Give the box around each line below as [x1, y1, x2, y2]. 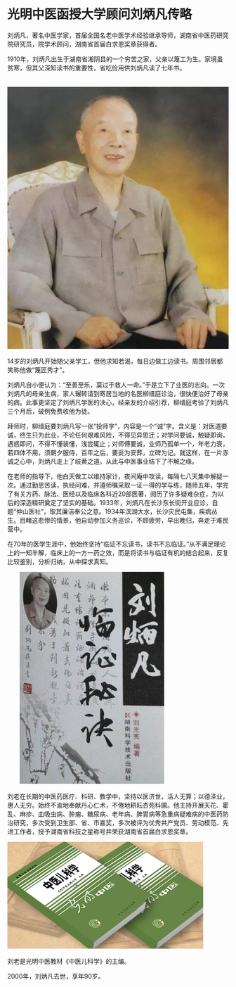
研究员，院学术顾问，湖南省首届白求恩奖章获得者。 [13, 39, 162, 48]
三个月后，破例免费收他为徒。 [7, 407, 93, 415]
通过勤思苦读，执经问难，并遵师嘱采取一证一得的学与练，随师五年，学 [19, 480, 223, 489]
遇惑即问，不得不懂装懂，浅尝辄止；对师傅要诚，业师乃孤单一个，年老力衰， [7, 439, 229, 447]
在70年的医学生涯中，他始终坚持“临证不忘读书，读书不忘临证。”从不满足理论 [7, 540, 226, 548]
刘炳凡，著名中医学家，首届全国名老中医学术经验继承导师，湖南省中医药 [7, 31, 216, 39]
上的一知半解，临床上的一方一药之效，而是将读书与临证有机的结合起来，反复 [7, 548, 229, 556]
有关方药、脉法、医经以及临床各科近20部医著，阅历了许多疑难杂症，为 [13, 490, 218, 498]
